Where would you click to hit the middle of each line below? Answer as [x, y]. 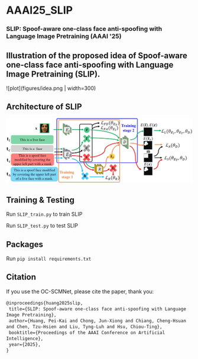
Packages [25, 244]
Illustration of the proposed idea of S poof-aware [97, 55]
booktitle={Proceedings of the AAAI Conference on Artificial [87, 332]
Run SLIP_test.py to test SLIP [42, 226]
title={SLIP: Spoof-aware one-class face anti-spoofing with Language [97, 309]
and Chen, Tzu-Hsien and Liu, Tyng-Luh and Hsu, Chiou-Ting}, [84, 326]
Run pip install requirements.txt [49, 259]
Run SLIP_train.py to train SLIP [44, 214]
